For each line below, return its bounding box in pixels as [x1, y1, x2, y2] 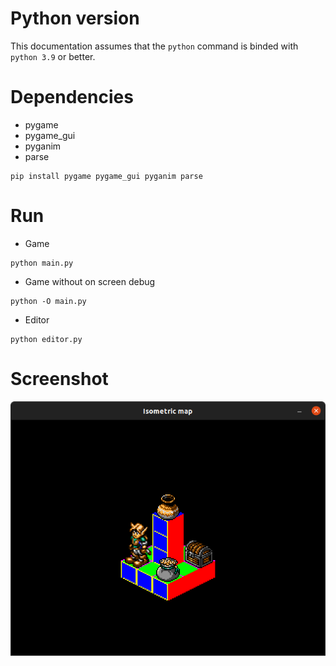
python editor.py [10, 334, 83, 344]
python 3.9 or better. [10, 50, 96, 62]
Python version [10, 7, 140, 30]
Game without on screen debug [24, 275, 156, 287]
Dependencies [10, 86, 134, 109]
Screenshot [10, 368, 109, 390]
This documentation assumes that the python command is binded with [10, 40, 299, 52]
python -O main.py [10, 296, 87, 306]
